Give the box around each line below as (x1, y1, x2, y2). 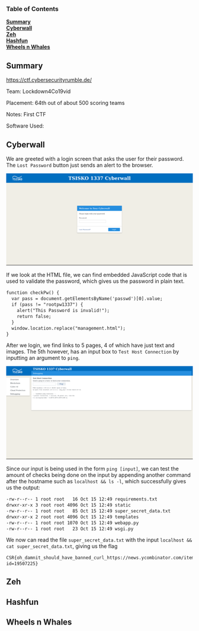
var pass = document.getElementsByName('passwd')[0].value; (11, 296, 163, 302)
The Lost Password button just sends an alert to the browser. (6, 161, 153, 168)
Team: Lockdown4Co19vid (6, 88, 71, 95)
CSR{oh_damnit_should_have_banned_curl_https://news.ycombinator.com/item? (6, 554, 197, 560)
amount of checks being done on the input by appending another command (6, 471, 191, 479)
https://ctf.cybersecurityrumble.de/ (6, 77, 92, 84)
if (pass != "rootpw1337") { (11, 302, 84, 308)
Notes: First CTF (6, 111, 46, 118)
